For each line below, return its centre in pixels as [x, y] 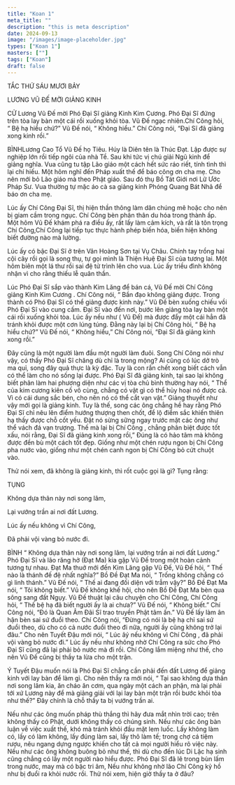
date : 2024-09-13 [33, 33]
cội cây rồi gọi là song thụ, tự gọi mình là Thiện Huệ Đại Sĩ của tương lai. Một [117, 258]
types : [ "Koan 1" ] [34, 46]
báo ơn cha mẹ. [30, 194]
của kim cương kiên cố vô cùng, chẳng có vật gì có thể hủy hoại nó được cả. [117, 390]
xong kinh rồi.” [28, 136]
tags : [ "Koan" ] [29, 60]
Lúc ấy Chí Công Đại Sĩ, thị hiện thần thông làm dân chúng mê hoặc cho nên [117, 207]
